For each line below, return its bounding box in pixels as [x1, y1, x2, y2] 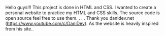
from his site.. [5, 26, 34, 32]
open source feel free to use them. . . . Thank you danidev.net [5, 15, 135, 21]
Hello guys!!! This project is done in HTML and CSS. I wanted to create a [5, 5, 156, 10]
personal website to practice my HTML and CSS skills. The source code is [5, 10, 160, 16]
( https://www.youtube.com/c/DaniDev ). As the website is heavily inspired [5, 20, 159, 26]
